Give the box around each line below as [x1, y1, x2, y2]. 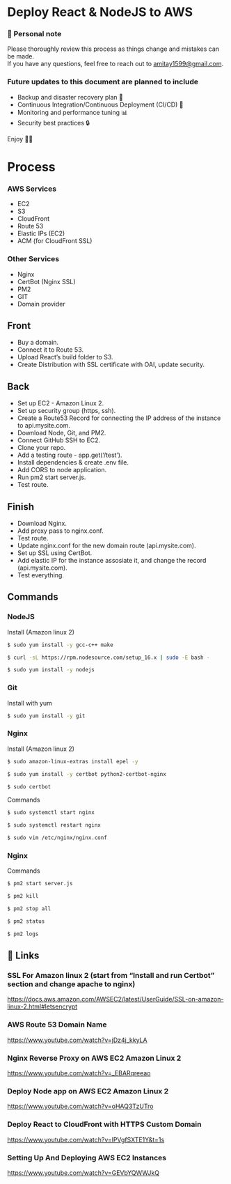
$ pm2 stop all [7, 905, 51, 912]
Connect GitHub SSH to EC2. [17, 436, 101, 444]
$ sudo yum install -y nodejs [7, 667, 95, 673]
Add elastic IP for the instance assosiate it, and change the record [17, 556, 207, 564]
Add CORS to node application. [17, 466, 106, 474]
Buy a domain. [17, 338, 59, 347]
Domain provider [17, 299, 66, 308]
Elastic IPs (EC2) [17, 229, 65, 237]
